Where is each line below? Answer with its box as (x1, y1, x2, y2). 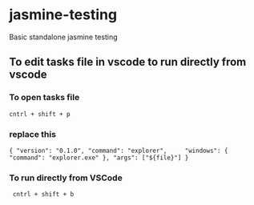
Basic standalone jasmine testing (9, 32, 118, 42)
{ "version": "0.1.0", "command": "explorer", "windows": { (9, 147, 228, 155)
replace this (9, 128, 57, 139)
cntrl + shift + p (9, 110, 71, 118)
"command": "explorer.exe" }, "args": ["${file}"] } (9, 154, 189, 162)
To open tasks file (9, 92, 80, 103)
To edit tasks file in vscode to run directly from (9, 55, 247, 69)
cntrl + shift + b (12, 191, 75, 199)
